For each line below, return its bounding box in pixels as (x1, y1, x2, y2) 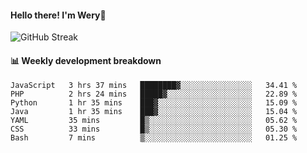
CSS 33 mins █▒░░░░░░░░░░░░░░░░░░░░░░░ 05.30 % (10, 124, 298, 135)
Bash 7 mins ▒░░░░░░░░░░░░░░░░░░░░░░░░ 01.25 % (10, 133, 298, 143)
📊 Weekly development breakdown (10, 54, 162, 66)
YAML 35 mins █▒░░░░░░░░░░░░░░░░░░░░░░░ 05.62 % (10, 116, 298, 126)
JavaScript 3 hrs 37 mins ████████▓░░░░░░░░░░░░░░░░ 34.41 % (10, 81, 298, 91)
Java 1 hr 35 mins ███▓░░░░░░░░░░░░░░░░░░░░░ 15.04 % (10, 107, 298, 117)
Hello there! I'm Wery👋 (10, 9, 107, 21)
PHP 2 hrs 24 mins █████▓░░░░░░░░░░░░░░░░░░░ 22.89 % (10, 89, 298, 100)
